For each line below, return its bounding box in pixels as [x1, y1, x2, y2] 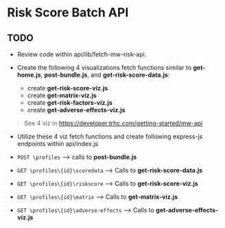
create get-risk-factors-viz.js [27, 99, 113, 107]
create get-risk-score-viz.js [27, 84, 108, 92]
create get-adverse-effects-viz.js [27, 106, 126, 114]
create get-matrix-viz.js [27, 91, 97, 99]
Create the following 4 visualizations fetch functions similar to [16, 64, 192, 71]
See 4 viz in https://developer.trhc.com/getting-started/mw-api [23, 119, 203, 127]
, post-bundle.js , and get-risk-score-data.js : [40, 71, 170, 79]
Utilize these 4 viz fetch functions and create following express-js [16, 132, 203, 140]
